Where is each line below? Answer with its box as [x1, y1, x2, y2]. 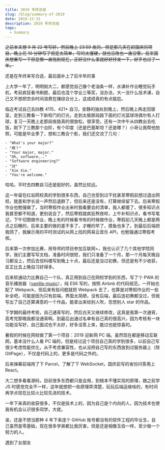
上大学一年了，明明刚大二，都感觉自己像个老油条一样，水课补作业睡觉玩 [5, 84, 151, 89]
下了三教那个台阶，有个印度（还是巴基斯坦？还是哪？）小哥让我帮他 [18, 125, 156, 130]
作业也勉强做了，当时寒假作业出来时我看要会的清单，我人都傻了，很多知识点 [5, 204, 160, 210]
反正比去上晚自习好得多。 [5, 264, 57, 270]
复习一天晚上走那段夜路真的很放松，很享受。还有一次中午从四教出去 [13, 118, 151, 124]
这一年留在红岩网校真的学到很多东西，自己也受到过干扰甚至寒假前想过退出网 [5, 192, 160, 198]
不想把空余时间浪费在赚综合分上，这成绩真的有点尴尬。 [13, 96, 126, 101]
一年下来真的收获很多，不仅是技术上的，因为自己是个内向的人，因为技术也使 [5, 400, 160, 406]
